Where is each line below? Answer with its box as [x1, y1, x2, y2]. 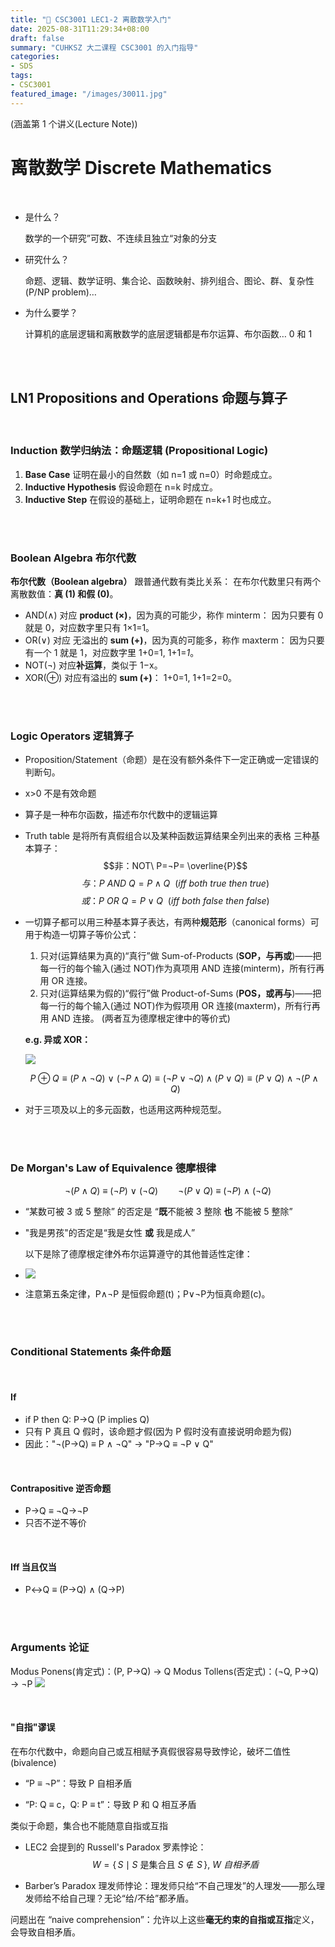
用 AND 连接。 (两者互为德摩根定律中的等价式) [39, 1012, 231, 1025]
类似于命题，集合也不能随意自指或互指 [10, 1819, 168, 1831]
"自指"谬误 [10, 1721, 56, 1733]
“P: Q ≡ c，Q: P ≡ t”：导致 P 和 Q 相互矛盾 [24, 1798, 197, 1810]
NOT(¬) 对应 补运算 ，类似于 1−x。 [24, 659, 163, 671]
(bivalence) [10, 1756, 57, 1768]
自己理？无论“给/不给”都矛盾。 [68, 1892, 195, 1904]
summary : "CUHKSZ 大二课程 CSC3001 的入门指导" [10, 42, 199, 53]
